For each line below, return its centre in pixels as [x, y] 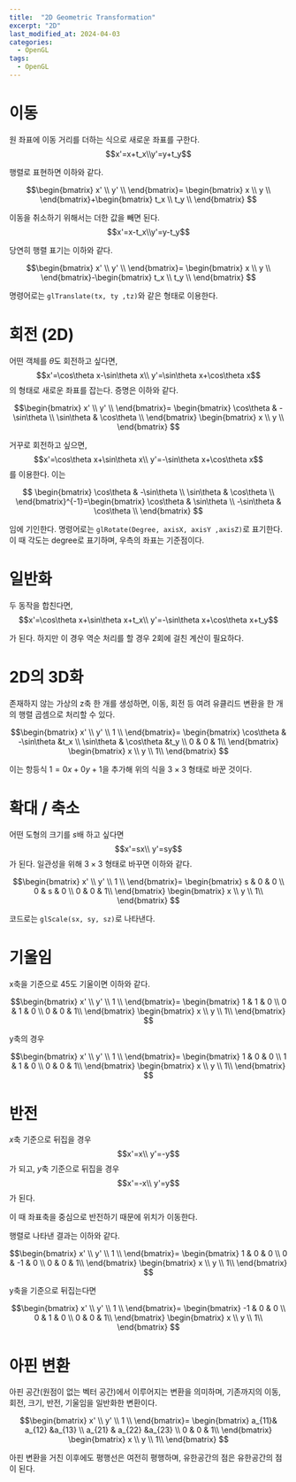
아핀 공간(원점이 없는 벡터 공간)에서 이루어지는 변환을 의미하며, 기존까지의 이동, [145, 1392]
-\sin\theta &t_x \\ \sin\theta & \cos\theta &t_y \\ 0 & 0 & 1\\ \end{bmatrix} [148, 741]
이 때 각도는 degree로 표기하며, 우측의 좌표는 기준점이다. [107, 540]
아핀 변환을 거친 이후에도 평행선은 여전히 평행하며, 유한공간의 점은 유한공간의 [141, 1458]
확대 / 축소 [45, 808]
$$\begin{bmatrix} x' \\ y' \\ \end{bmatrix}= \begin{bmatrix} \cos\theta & [145, 407]
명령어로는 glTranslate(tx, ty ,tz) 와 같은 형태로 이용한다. [114, 295]
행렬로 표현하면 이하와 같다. [57, 172]
